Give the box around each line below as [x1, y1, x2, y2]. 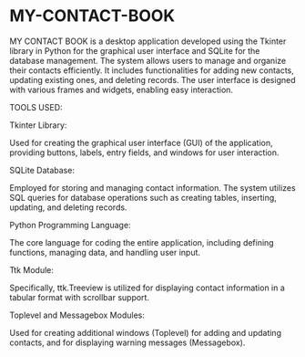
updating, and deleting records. [9, 202, 127, 213]
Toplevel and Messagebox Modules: [9, 310, 146, 320]
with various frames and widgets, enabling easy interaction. [9, 84, 234, 95]
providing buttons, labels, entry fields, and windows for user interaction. [9, 147, 280, 158]
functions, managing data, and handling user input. [9, 247, 201, 257]
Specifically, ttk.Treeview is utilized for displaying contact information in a [9, 282, 285, 293]
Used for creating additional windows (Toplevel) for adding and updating [9, 327, 282, 338]
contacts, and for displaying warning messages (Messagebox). [9, 337, 246, 348]
